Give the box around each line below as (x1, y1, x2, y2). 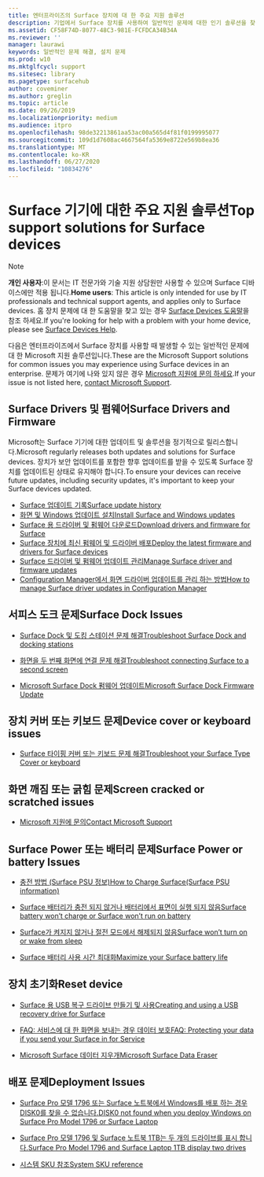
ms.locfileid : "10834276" (8, 165, 93, 173)
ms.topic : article (8, 99, 68, 107)
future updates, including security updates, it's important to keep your (8, 476, 235, 485)
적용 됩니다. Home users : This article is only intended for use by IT (35, 287, 247, 297)
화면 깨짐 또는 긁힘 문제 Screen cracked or (8, 783, 205, 796)
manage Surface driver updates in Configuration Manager (19, 583, 207, 593)
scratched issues (8, 795, 94, 809)
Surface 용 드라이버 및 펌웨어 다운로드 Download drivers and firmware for (19, 520, 251, 529)
